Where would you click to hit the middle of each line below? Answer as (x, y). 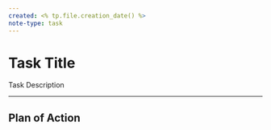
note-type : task (35, 23)
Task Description (36, 85)
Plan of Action (44, 118)
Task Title (42, 63)
